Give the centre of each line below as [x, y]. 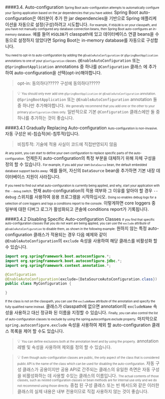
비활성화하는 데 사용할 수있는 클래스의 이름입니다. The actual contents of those [91, 375]
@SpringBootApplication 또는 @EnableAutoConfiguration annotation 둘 [87, 99]
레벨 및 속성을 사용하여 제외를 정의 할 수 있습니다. [64, 347]
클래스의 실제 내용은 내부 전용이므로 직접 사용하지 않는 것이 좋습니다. [83, 391]
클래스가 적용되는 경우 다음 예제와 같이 [70, 234]
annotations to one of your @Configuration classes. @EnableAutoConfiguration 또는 [73, 60]
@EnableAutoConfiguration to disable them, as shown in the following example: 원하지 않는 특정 [76, 228]
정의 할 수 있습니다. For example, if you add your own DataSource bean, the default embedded [76, 164]
